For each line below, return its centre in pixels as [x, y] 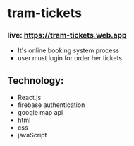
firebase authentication [51, 105]
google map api [40, 113]
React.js [29, 98]
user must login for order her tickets [69, 58]
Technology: [36, 80]
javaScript [32, 135]
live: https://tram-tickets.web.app [67, 35]
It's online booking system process [68, 50]
